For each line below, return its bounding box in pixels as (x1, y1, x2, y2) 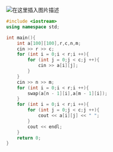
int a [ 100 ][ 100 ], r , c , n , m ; (17, 40, 81, 46)
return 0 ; (17, 135, 42, 141)
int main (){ (6, 35, 36, 41)
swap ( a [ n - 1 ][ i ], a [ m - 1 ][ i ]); (27, 90, 108, 96)
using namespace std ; (6, 24, 60, 30)
